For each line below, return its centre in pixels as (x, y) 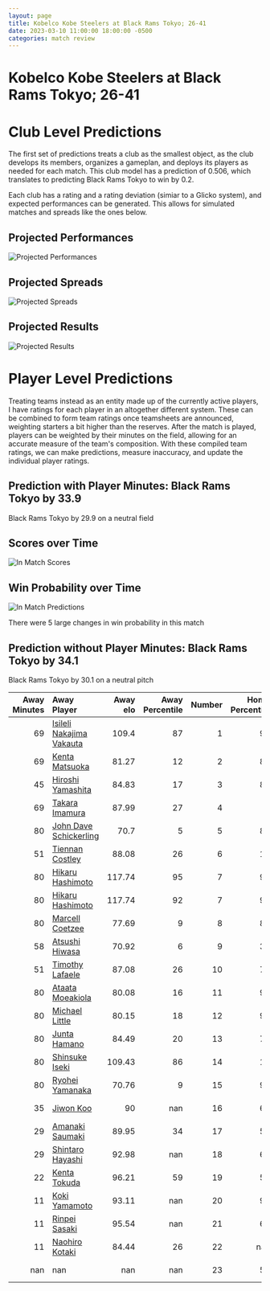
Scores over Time (53, 543)
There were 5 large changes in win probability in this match (106, 623)
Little (61, 1021)
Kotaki (64, 1252)
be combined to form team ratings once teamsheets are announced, (121, 418)
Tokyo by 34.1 (43, 660)
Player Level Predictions (91, 379)
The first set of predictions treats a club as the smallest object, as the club (131, 154)
